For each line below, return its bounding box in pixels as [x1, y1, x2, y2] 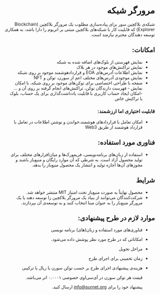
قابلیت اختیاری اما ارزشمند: [97, 108, 155, 115]
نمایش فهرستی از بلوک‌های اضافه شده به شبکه [57, 59, 143, 65]
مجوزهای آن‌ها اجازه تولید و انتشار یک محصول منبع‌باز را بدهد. [32, 162, 143, 168]
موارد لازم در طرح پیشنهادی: [78, 214, 155, 222]
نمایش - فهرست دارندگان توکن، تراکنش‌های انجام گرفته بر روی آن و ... [13, 85, 143, 91]
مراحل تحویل [119, 246, 143, 252]
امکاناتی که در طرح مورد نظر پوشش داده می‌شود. [51, 236, 143, 242]
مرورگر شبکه [107, 5, 155, 16]
